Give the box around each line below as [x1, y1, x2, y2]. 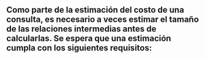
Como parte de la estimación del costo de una [6, 5, 185, 15]
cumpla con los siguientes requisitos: [6, 43, 152, 54]
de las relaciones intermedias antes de [6, 24, 157, 34]
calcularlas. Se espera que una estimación [6, 33, 171, 44]
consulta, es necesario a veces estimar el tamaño [6, 15, 199, 25]
